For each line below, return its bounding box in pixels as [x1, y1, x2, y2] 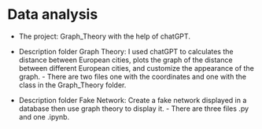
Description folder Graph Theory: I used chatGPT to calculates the [18, 46, 234, 56]
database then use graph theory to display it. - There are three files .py [18, 104, 249, 113]
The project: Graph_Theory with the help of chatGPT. [18, 31, 190, 41]
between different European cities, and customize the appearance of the [18, 63, 255, 72]
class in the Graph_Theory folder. [18, 80, 127, 90]
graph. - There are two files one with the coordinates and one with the [18, 72, 247, 81]
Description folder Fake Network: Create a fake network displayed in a [18, 95, 247, 105]
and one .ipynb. [18, 112, 70, 121]
